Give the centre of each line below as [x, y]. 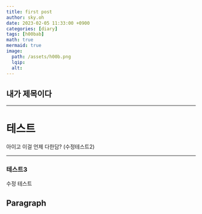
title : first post [29, 12]
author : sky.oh [25, 17]
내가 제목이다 [29, 94]
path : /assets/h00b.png [41, 57]
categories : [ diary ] [32, 29]
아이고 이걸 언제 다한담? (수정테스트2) [50, 147]
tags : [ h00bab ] [25, 34]
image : [14, 51]
